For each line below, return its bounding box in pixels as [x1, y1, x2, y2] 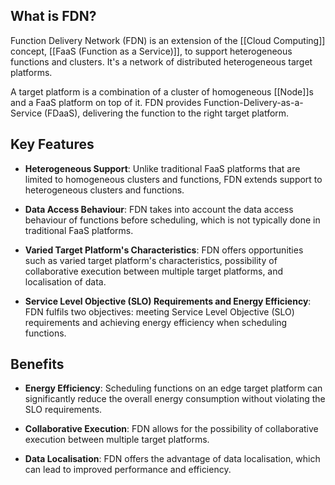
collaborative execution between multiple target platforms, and [24, 265, 284, 277]
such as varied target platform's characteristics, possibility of [24, 254, 278, 266]
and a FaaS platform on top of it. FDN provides [10, 96, 202, 108]
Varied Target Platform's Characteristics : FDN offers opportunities [24, 244, 304, 256]
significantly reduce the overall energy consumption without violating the [24, 393, 326, 405]
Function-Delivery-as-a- [203, 96, 304, 108]
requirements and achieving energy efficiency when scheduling [24, 316, 288, 328]
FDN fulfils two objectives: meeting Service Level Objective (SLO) [24, 305, 295, 318]
